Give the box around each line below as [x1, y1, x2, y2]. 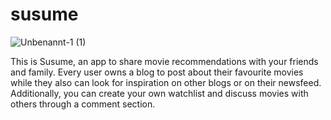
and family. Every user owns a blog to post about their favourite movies [10, 66, 304, 78]
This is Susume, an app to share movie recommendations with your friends [10, 55, 319, 67]
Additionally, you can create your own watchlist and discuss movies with [10, 87, 309, 99]
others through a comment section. [10, 98, 156, 110]
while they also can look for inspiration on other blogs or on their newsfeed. [10, 76, 322, 88]
